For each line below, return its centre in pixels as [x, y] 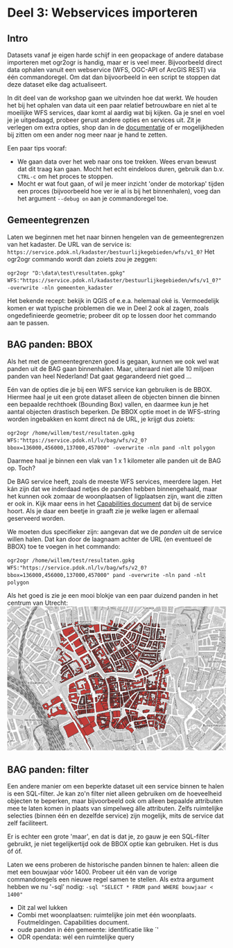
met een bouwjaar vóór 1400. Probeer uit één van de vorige [92, 872]
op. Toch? [21, 468]
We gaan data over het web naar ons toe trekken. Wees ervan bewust [117, 162]
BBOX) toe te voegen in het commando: [64, 546]
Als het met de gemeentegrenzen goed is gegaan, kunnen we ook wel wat [113, 361]
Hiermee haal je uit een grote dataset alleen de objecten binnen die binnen [114, 397]
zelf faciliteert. [28, 823]
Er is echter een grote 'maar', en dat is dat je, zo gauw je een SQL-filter [109, 836]
